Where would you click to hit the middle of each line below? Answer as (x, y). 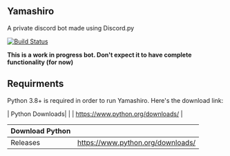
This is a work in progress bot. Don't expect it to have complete (99, 55)
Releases (25, 142)
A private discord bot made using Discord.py (71, 28)
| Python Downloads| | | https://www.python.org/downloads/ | (95, 114)
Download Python (41, 130)
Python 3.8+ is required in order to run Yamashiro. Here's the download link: (115, 100)
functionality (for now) (40, 62)
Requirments (36, 84)
